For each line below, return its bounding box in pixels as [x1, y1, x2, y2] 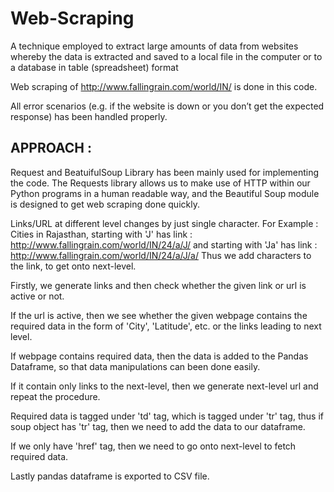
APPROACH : [10, 140, 92, 157]
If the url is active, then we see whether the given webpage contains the [10, 309, 308, 321]
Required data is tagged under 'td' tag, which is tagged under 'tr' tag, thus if [10, 410, 324, 422]
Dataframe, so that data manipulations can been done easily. [10, 360, 261, 372]
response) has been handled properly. [10, 110, 168, 122]
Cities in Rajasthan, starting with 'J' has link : [10, 228, 193, 240]
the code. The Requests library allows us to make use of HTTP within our [10, 177, 311, 189]
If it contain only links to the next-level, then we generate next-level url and [10, 380, 319, 392]
